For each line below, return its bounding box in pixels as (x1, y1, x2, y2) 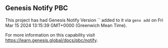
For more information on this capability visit (5, 32, 95, 38)
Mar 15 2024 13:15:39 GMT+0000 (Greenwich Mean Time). (5, 22, 127, 28)
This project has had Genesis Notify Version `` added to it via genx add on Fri (5, 17, 163, 23)
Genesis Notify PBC (5, 4, 68, 12)
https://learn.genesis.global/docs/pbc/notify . (5, 37, 98, 43)
